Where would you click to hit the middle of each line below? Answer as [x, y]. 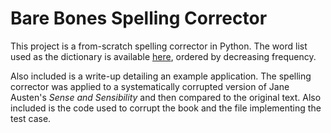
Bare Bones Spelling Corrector [139, 18]
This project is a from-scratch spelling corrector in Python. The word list [159, 46]
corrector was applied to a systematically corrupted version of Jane [150, 86]
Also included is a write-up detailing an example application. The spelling [161, 76]
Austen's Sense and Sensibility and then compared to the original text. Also [166, 97]
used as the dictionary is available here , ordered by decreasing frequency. [163, 56]
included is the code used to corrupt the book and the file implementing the [166, 108]
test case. [31, 118]
